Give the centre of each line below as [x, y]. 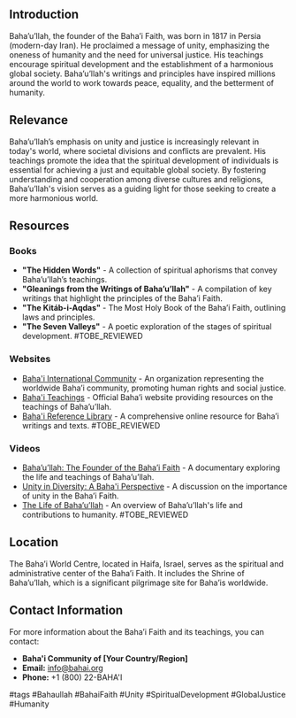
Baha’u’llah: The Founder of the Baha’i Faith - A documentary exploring [151, 467]
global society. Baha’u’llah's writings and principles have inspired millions [143, 73]
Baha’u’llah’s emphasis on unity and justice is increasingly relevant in [134, 142]
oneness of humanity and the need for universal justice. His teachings [136, 54]
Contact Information [66, 610]
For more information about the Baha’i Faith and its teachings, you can [137, 631]
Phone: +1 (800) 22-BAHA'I [72, 677]
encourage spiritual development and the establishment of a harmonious [141, 64]
